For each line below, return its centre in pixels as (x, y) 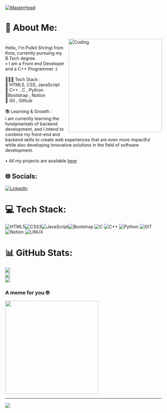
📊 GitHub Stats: (39, 253)
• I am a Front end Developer (35, 63)
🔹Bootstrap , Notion (25, 95)
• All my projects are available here (41, 161)
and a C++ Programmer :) (32, 69)
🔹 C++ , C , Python (24, 90)
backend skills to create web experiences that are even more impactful (78, 140)
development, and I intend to (35, 129)
